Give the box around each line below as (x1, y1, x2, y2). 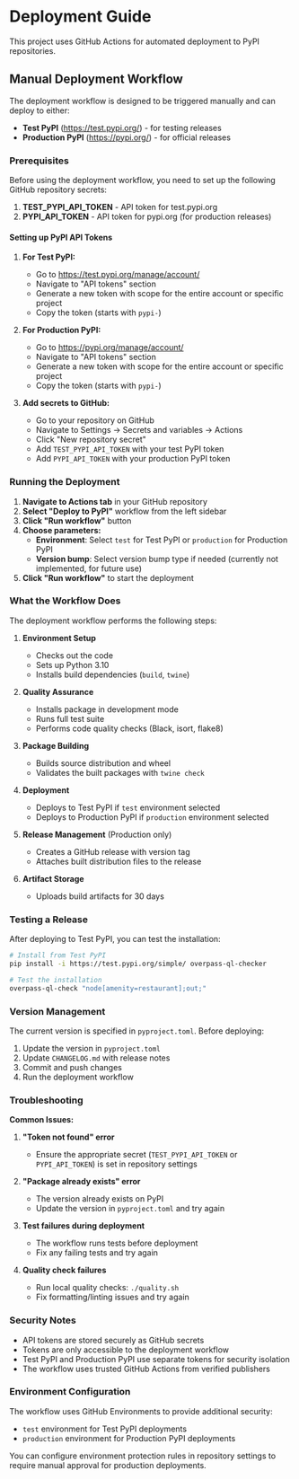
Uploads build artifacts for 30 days (35, 891, 164, 902)
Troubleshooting (9, 1094, 84, 1106)
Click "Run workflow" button (22, 515, 132, 526)
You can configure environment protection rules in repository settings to (9, 1450, 277, 1461)
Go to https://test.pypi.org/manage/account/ (35, 269, 200, 280)
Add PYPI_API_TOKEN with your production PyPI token (35, 453, 231, 464)
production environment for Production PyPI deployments (22, 1432, 236, 1443)
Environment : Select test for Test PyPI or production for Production (35, 534, 288, 545)
